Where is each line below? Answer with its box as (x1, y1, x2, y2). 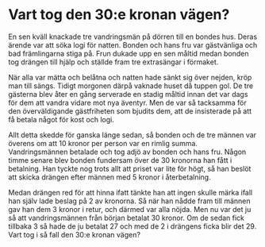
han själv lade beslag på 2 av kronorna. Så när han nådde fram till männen (8, 196, 252, 206)
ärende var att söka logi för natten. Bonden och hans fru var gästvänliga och (8, 40, 258, 49)
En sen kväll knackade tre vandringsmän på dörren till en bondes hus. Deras (8, 32, 258, 41)
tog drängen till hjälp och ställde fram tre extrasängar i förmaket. (8, 57, 219, 67)
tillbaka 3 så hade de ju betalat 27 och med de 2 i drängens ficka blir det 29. (8, 221, 257, 231)
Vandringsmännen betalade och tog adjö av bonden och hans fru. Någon (8, 147, 247, 156)
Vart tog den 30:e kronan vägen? (8, 6, 230, 24)
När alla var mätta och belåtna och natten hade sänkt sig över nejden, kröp (8, 72, 252, 82)
